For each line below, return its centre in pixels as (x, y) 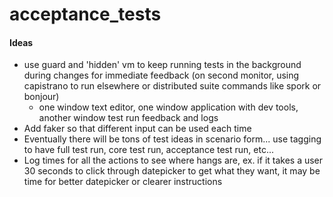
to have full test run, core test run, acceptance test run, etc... (148, 150)
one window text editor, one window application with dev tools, (168, 107)
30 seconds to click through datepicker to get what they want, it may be (172, 171)
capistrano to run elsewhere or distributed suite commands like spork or (172, 86)
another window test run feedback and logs (128, 118)
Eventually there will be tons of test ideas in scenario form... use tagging (172, 139)
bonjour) (41, 97)
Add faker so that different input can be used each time (137, 129)
